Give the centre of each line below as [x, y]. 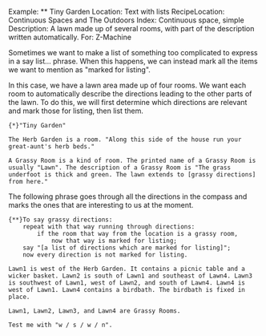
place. [19, 297]
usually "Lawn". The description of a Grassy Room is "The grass [119, 168]
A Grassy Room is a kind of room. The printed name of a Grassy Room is [132, 160]
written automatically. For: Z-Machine [70, 37]
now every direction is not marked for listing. [105, 255]
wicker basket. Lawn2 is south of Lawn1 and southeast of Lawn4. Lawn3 [130, 276]
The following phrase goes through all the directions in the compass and [128, 196]
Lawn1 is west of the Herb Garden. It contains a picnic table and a [127, 269]
